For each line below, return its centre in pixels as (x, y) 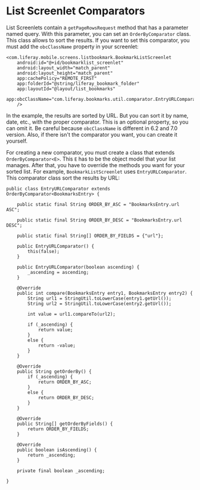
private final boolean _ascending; (61, 471)
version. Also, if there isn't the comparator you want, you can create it (92, 134)
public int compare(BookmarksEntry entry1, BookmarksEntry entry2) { (105, 293)
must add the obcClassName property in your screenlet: (72, 47)
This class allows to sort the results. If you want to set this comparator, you (98, 40)
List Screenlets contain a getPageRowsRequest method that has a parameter (97, 27)
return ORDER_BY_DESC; (66, 397)
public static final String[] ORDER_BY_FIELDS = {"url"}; (90, 236)
